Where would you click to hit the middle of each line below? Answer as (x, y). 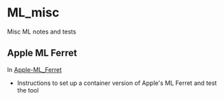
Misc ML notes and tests (42, 32)
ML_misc (33, 13)
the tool (28, 90)
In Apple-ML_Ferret (35, 69)
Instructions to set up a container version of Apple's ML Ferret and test (117, 83)
